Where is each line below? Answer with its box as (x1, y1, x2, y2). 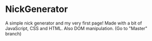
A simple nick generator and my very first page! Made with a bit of (5, 20, 142, 26)
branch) (5, 30, 22, 36)
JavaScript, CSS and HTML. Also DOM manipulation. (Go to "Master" (5, 25, 148, 31)
